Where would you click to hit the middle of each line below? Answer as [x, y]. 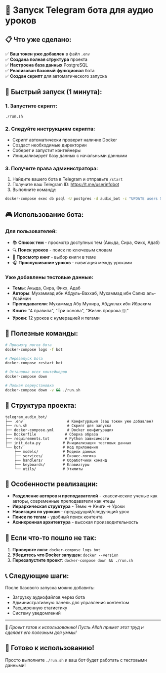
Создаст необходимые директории [50, 145]
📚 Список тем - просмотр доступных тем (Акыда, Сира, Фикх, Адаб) [86, 242]
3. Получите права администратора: [52, 168]
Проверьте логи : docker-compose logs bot [56, 550]
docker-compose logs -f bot [34, 349]
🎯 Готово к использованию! [50, 648]
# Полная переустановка [30, 385]
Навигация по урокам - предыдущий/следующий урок [71, 512]
